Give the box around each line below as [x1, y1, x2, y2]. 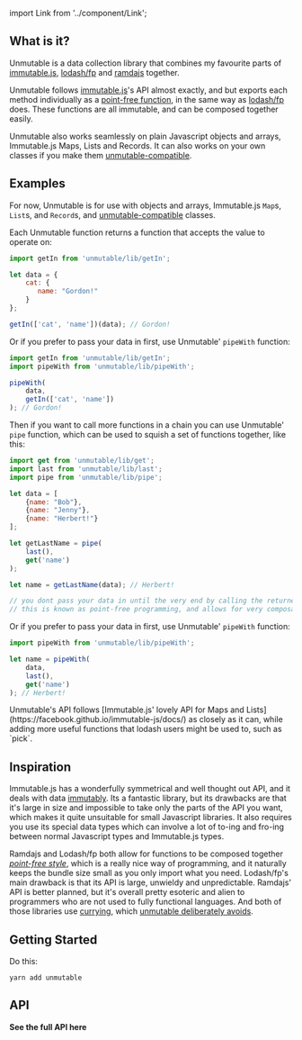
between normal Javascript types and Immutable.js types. [9, 831, 225, 842]
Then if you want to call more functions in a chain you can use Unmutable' [9, 420, 285, 430]
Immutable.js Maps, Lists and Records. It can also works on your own [9, 140, 266, 151]
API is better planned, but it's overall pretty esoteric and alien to [9, 887, 245, 898]
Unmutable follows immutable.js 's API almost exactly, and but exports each [9, 85, 288, 95]
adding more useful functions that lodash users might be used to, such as [9, 724, 282, 735]
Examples [9, 176, 66, 192]
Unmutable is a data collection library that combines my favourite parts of [9, 58, 282, 68]
